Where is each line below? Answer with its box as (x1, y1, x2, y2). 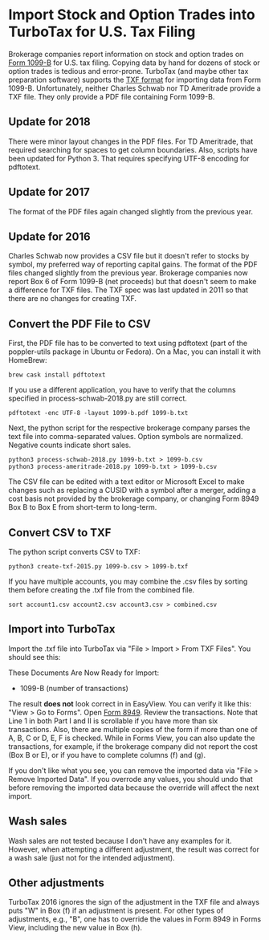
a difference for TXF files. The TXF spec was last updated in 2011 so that (8, 285, 249, 295)
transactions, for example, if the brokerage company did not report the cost (8, 741, 259, 751)
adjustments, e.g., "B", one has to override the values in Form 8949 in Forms (8, 914, 262, 924)
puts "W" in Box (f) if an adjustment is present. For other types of (8, 905, 224, 916)
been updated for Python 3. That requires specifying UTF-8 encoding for (8, 153, 250, 163)
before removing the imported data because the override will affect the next (8, 783, 259, 792)
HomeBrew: (8, 356, 47, 365)
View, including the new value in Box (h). (8, 923, 143, 933)
